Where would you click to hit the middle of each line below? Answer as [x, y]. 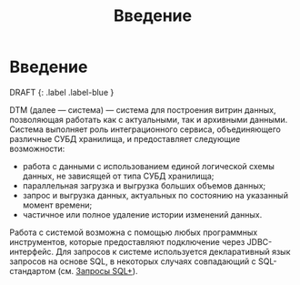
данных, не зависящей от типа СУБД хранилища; [118, 176]
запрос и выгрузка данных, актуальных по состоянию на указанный [155, 195]
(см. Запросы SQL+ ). [98, 270]
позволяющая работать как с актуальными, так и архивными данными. [149, 119]
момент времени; [57, 205]
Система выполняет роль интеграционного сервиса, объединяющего [145, 129]
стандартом [33, 270]
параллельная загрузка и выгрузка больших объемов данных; [144, 185]
